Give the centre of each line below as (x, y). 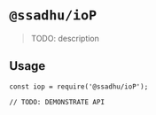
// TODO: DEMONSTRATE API (57, 102)
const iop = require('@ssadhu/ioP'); (79, 87)
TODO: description (65, 38)
